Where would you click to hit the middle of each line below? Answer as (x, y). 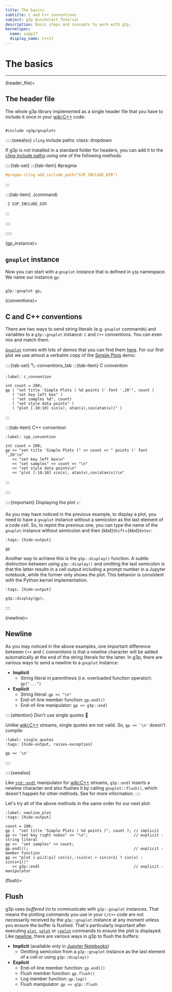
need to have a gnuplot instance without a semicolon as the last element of (84, 520)
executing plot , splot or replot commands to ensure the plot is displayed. (84, 931)
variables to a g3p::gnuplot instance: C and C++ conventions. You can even (84, 334)
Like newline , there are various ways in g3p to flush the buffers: (72, 936)
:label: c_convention (28, 377)
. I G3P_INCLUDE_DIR (26, 204)
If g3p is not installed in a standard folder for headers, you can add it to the (84, 150)
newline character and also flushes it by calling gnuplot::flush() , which (81, 788)
